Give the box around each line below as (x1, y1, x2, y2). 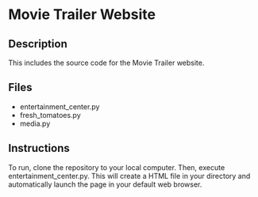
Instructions (8, 142, 70, 155)
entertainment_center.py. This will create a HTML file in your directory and (8, 171, 251, 180)
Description (8, 37, 67, 51)
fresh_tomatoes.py (19, 110, 81, 119)
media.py (19, 119, 51, 128)
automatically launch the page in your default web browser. (8, 180, 202, 189)
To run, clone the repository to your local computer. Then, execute (8, 162, 225, 172)
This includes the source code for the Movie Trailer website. (8, 58, 205, 67)
